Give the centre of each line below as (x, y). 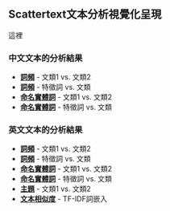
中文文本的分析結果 (46, 58)
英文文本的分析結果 (46, 130)
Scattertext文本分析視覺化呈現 (85, 14)
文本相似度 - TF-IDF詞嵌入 (63, 199)
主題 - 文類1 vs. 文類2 (55, 189)
